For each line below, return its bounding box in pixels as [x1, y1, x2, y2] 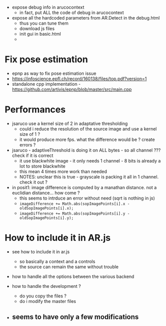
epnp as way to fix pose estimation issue [12, 70, 96, 76]
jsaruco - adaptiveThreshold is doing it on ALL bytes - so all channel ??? [12, 147, 161, 153]
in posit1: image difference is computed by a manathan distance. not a [12, 184, 157, 190]
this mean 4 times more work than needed [19, 168, 107, 175]
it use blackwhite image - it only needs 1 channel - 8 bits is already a [19, 157, 161, 164]
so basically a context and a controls [19, 258, 96, 264]
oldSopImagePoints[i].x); [19, 206, 74, 211]
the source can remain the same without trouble [19, 263, 119, 270]
